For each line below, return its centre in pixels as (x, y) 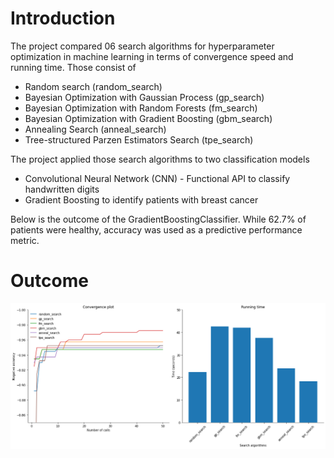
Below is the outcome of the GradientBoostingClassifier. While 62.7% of (158, 219)
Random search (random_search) (93, 86)
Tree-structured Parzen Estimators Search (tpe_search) (139, 139)
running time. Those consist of (73, 67)
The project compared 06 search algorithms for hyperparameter (142, 46)
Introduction (63, 18)
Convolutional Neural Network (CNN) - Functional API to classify (157, 178)
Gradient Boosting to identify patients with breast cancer (141, 199)
